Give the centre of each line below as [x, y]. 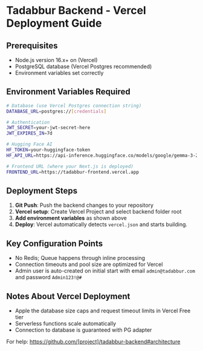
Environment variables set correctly [59, 73]
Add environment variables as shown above [71, 218]
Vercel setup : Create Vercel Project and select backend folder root [98, 212]
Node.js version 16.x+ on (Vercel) [56, 60]
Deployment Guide [54, 23]
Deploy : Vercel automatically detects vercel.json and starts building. [101, 224]
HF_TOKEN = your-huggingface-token [48, 150]
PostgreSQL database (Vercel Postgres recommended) [83, 66]
